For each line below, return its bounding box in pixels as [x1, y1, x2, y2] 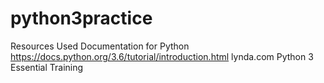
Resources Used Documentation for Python [10, 40, 190, 52]
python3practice [10, 7, 153, 30]
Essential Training [10, 61, 84, 73]
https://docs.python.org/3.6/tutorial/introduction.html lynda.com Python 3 [10, 50, 314, 62]
